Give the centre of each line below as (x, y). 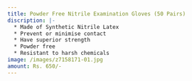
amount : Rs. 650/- (34, 66)
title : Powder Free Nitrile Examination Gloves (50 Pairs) (97, 14)
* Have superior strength (52, 40)
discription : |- (31, 20)
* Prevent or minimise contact (60, 33)
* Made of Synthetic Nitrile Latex (66, 27)
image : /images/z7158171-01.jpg (55, 60)
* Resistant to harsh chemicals (62, 54)
